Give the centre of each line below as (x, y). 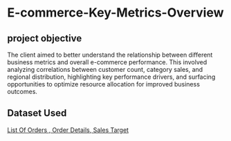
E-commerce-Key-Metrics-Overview (115, 13)
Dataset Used (37, 113)
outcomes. (22, 92)
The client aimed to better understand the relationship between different (110, 55)
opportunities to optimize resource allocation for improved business (104, 84)
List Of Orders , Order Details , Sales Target (68, 130)
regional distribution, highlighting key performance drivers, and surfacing (111, 77)
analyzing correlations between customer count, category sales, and (105, 69)
